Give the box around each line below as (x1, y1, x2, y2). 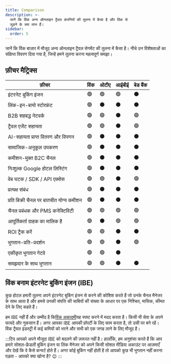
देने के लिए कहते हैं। (5, 304, 38, 310)
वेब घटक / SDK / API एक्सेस (8, 176, 65, 183)
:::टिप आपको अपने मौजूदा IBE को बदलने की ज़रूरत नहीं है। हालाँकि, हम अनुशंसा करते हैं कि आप (5, 336, 162, 342)
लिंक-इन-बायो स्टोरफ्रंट (8, 102, 53, 109)
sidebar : (5, 27, 24, 32)
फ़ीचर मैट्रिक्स (5, 66, 37, 75)
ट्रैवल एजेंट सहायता (8, 123, 42, 130)
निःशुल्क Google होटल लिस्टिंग (8, 165, 67, 172)
